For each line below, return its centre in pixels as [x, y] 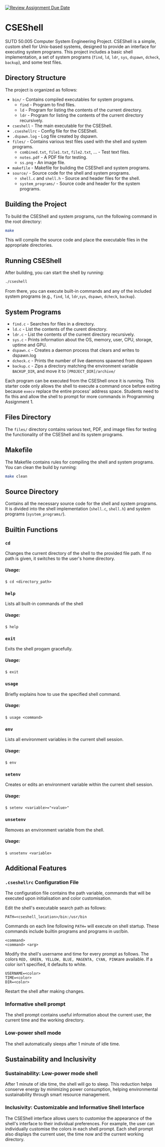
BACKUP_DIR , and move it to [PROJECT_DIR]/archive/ [64, 371]
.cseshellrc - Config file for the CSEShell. [55, 131]
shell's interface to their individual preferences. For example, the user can [80, 1123]
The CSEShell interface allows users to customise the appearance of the [79, 1118]
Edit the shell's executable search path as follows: [56, 908]
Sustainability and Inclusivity [51, 1059]
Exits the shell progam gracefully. [39, 649]
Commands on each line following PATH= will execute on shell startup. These [82, 926]
